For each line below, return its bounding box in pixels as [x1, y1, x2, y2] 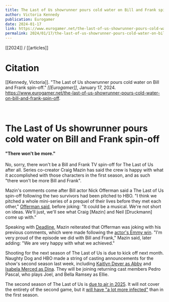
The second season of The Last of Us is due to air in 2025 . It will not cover [5, 281, 160, 287]
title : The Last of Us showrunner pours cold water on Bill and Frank [5, 7, 156, 13]
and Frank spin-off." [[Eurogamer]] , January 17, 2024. [5, 84, 116, 90]
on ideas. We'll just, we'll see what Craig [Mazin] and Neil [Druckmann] [5, 209, 152, 215]
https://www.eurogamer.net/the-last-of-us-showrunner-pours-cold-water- [5, 89, 160, 96]
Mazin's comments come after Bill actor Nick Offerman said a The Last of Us [5, 187, 164, 193]
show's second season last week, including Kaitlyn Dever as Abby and [5, 261, 151, 267]
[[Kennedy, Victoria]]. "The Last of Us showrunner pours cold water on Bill [5, 79, 159, 85]
